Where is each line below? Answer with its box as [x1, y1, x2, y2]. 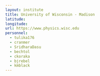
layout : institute [5, 7, 43, 12]
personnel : [5, 30, 28, 35]
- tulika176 [9, 35, 35, 40]
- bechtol [9, 49, 30, 54]
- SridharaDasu [9, 44, 41, 49]
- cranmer [9, 40, 30, 45]
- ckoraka [9, 53, 30, 59]
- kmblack [9, 63, 30, 68]
